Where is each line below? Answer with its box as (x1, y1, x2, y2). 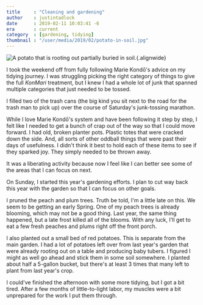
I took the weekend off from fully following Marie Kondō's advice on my (6, 66, 186, 73)
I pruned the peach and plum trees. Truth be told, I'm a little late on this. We (6, 197, 196, 204)
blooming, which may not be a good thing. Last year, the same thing (6, 210, 177, 217)
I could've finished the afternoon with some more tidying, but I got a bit (6, 279, 185, 286)
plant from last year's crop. (6, 267, 74, 274)
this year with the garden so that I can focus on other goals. (6, 185, 157, 192)
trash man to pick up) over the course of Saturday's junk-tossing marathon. (6, 104, 196, 111)
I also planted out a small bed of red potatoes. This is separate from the (6, 235, 186, 241)
